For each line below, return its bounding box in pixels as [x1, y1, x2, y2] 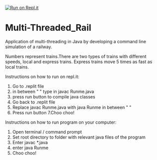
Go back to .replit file [12, 99, 56, 105]
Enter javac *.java [12, 139, 48, 145]
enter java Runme [12, 145, 49, 151]
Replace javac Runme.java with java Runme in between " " [12, 104, 132, 110]
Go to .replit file [12, 83, 44, 89]
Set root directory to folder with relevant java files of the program [12, 134, 146, 140]
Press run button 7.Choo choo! [12, 109, 75, 115]
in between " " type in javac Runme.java [12, 88, 94, 94]
